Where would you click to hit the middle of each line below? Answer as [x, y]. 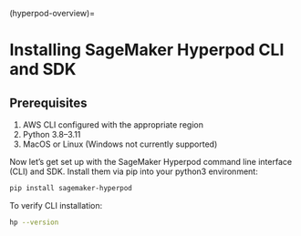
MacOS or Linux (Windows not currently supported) [120, 144]
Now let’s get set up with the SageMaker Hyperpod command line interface [151, 162]
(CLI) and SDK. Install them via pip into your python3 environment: [134, 171]
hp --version [34, 222]
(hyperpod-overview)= [52, 13]
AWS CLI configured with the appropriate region [113, 125]
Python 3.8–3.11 [52, 134]
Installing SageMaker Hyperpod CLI [147, 50]
